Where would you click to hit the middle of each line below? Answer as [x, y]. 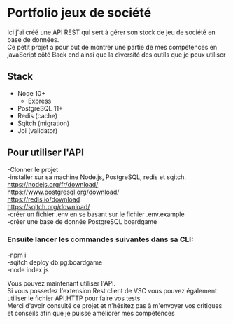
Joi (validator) [37, 130]
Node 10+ [31, 93]
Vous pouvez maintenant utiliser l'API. [62, 283]
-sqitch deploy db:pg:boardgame [55, 262]
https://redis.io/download [44, 199]
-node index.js [28, 269]
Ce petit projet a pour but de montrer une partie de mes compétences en [112, 47]
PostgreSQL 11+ [40, 108]
